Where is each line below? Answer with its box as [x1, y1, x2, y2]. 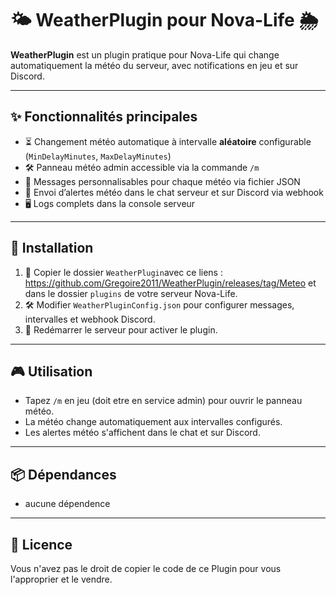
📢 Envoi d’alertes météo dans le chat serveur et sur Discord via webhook [24, 186, 324, 198]
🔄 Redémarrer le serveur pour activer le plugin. [24, 323, 218, 336]
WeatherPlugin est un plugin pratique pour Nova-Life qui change [10, 48, 280, 61]
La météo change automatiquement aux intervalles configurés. [24, 416, 283, 428]
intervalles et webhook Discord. [24, 313, 156, 325]
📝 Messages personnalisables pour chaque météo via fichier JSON [24, 175, 301, 187]
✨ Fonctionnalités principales [10, 108, 198, 126]
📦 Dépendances [10, 466, 117, 483]
